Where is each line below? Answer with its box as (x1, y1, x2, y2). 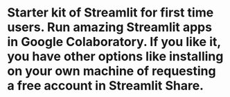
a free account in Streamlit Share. (7, 78, 204, 94)
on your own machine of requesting (7, 63, 216, 79)
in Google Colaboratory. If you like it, (7, 34, 221, 50)
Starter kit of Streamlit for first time (7, 5, 214, 21)
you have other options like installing (7, 49, 224, 65)
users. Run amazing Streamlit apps (7, 19, 213, 35)
